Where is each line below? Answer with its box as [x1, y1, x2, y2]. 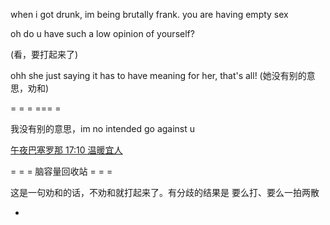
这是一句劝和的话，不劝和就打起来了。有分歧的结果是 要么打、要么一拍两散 [10, 187, 320, 198]
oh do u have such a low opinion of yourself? [10, 28, 195, 39]
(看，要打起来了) [10, 49, 79, 60]
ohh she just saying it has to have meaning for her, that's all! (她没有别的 [10, 70, 307, 81]
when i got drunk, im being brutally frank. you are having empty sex [10, 9, 289, 20]
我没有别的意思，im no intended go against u [10, 123, 196, 134]
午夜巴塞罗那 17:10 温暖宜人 [10, 144, 123, 156]
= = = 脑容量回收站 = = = [10, 165, 113, 177]
